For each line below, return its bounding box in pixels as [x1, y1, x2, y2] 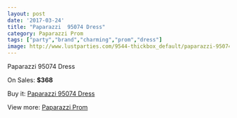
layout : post [7, 10, 46, 18]
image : [7, 43, 27, 50]
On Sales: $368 [7, 76, 54, 84]
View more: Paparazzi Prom [7, 103, 88, 111]
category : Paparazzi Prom [7, 29, 83, 37]
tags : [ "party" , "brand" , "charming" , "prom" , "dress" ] [7, 37, 162, 44]
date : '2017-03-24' [7, 17, 65, 24]
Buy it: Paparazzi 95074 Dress [7, 89, 95, 98]
